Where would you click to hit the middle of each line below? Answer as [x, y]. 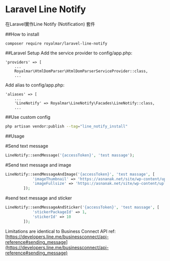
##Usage [15, 136]
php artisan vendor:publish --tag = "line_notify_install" [67, 126]
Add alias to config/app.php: [35, 85]
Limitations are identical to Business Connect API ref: [60, 231]
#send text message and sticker [39, 198]
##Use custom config [28, 117]
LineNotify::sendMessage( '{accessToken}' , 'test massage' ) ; [70, 155]
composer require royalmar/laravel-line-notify [56, 43]
